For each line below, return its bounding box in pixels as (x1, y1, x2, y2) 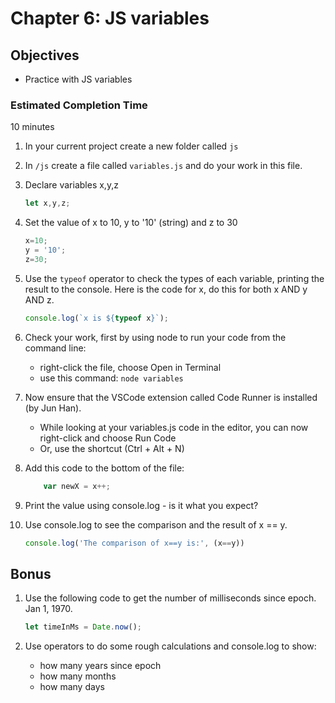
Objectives (10, 47, 80, 64)
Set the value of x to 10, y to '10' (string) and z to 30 (24, 217, 238, 229)
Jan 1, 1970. (24, 603, 73, 615)
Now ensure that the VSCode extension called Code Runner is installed (24, 391, 318, 403)
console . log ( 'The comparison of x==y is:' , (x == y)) (24, 538, 245, 548)
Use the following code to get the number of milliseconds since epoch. (24, 592, 317, 604)
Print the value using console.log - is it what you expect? (24, 499, 259, 511)
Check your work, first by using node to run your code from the (24, 331, 287, 343)
